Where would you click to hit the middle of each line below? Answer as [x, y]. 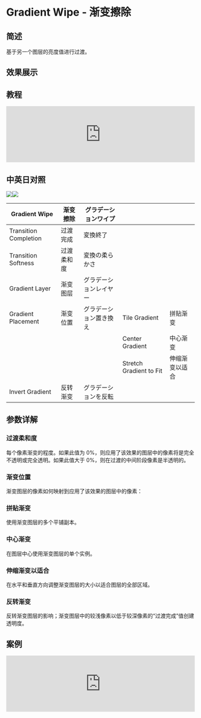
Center [132, 339]
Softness [22, 263]
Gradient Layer [30, 289]
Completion [25, 238]
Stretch [133, 363]
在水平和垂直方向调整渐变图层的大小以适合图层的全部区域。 [80, 584]
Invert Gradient [30, 392]
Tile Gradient [141, 318]
